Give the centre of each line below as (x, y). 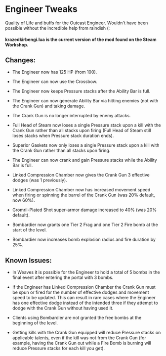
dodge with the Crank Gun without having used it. (63, 308)
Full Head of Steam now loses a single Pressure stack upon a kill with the (86, 125)
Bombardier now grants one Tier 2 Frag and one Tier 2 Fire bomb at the (85, 225)
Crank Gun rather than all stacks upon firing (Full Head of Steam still (82, 131)
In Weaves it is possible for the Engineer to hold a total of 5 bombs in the (86, 272)
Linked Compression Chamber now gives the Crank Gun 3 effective (81, 175)
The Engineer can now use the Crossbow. (55, 82)
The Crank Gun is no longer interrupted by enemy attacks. (71, 116)
